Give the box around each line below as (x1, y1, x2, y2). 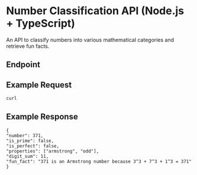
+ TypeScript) (6, 17, 76, 30)
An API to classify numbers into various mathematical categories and (6, 36, 175, 43)
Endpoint (6, 60, 40, 70)
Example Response (6, 112, 78, 122)
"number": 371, (6, 132, 44, 138)
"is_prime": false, (6, 138, 54, 144)
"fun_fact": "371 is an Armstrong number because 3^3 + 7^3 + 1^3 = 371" (6, 158, 192, 164)
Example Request (6, 80, 72, 90)
